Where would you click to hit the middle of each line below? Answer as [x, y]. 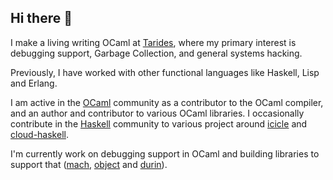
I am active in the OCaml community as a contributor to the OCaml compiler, [167, 102]
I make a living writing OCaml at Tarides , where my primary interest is [153, 42]
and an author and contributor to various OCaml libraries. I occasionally [157, 113]
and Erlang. [34, 83]
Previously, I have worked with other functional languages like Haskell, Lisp [165, 72]
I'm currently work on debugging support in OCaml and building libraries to [165, 153]
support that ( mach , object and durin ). [89, 164]
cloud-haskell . [39, 134]
